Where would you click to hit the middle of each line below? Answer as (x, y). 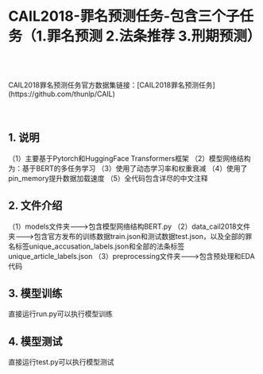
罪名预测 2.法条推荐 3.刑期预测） (154, 36)
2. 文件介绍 (35, 206)
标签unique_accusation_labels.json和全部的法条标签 (100, 246)
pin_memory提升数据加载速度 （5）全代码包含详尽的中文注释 (108, 178)
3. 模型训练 (35, 293)
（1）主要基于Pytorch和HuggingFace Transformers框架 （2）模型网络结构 (130, 158)
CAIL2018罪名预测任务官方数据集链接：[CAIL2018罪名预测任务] (112, 85)
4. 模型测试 (35, 341)
